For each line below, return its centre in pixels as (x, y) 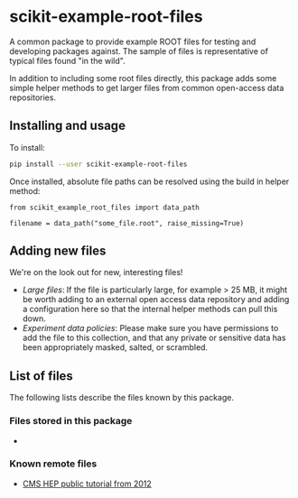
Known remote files (53, 464)
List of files (42, 376)
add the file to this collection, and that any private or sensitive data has (154, 338)
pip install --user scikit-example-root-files (98, 164)
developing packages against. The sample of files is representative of (139, 51)
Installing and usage (68, 126)
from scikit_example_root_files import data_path (105, 207)
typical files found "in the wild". (67, 60)
